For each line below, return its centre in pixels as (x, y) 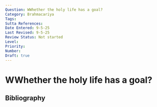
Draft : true (17, 55)
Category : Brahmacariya (30, 14)
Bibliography (25, 98)
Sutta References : (24, 23)
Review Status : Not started (34, 37)
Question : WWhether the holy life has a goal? (54, 10)
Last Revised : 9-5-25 (27, 33)
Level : (12, 42)
